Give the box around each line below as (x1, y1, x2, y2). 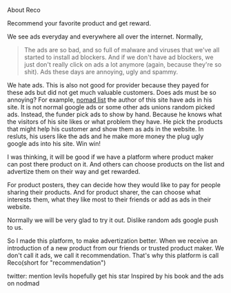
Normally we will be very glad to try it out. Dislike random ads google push (7, 216, 219, 224)
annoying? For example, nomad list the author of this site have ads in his (7, 96, 212, 104)
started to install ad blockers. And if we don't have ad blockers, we (23, 53, 214, 61)
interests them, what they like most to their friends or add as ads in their (7, 195, 212, 204)
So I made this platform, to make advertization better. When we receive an (7, 237, 218, 245)
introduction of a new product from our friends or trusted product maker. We (7, 244, 225, 252)
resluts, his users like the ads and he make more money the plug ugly (7, 132, 204, 140)
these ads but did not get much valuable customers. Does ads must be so (7, 89, 217, 96)
